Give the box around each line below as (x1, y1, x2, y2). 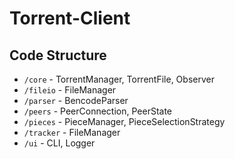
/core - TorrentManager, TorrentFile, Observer (23, 73, 215, 85)
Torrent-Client (9, 7, 131, 30)
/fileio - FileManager (23, 84, 117, 96)
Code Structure (9, 47, 107, 64)
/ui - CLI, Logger (23, 137, 96, 149)
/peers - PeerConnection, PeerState (23, 105, 173, 117)
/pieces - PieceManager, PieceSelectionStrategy (23, 116, 226, 127)
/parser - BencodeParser (23, 95, 129, 106)
